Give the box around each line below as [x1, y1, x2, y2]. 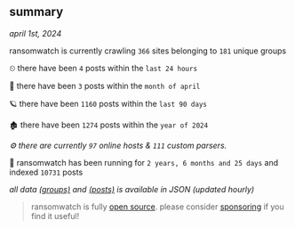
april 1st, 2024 [9, 28, 62, 38]
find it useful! [30, 210, 80, 221]
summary [9, 4, 64, 20]
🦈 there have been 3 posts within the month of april [9, 80, 201, 91]
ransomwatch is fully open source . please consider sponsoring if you [30, 201, 284, 212]
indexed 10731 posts [9, 167, 84, 177]
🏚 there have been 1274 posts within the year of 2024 [9, 119, 209, 130]
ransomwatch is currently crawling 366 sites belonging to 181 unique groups [9, 45, 287, 56]
